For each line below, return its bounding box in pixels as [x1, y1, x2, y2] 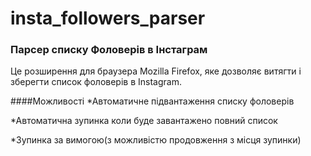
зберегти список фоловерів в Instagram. [10, 76, 182, 88]
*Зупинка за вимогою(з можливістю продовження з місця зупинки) [10, 134, 302, 146]
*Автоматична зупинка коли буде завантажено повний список [10, 115, 278, 127]
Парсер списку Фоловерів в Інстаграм [10, 43, 208, 57]
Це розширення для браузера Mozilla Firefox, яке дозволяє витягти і [10, 65, 302, 77]
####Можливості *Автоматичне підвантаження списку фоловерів [10, 95, 295, 107]
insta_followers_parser [10, 7, 206, 30]
